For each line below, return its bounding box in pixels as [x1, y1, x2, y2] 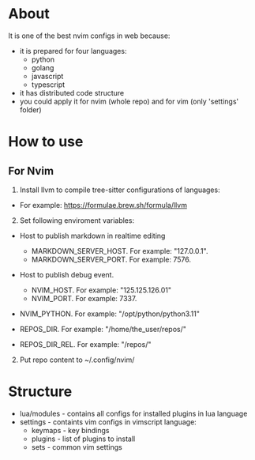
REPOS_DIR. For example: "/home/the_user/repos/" [19, 324, 187, 334]
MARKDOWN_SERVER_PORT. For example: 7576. [31, 255, 192, 264]
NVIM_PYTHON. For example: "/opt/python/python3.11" [19, 309, 200, 319]
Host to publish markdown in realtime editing [19, 231, 166, 240]
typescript [31, 80, 66, 89]
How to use [8, 133, 84, 151]
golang [31, 62, 54, 72]
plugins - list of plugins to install [31, 434, 136, 443]
